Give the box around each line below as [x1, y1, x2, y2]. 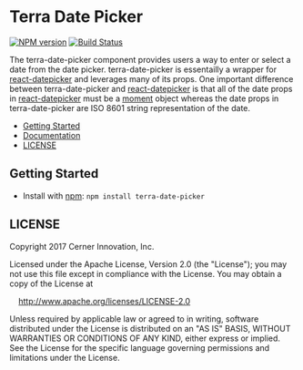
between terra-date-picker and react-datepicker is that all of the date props [9, 83, 293, 94]
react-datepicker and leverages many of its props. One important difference [9, 73, 294, 84]
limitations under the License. [9, 352, 120, 363]
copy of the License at [9, 278, 94, 289]
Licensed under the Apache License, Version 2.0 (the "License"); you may [9, 258, 288, 270]
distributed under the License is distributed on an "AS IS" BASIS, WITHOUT [9, 323, 291, 334]
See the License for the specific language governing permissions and [9, 342, 270, 353]
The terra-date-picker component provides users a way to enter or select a [9, 54, 291, 65]
